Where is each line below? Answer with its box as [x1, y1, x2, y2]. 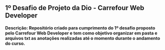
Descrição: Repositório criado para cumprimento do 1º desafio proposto [5, 25, 156, 31]
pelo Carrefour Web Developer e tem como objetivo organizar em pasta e [5, 30, 158, 36]
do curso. [5, 40, 26, 46]
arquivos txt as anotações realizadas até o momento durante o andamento [5, 35, 161, 41]
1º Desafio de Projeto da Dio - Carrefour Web [5, 4, 144, 12]
